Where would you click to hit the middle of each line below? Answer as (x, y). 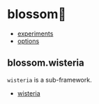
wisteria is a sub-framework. (49, 80)
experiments (35, 34)
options (28, 40)
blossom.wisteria (46, 63)
